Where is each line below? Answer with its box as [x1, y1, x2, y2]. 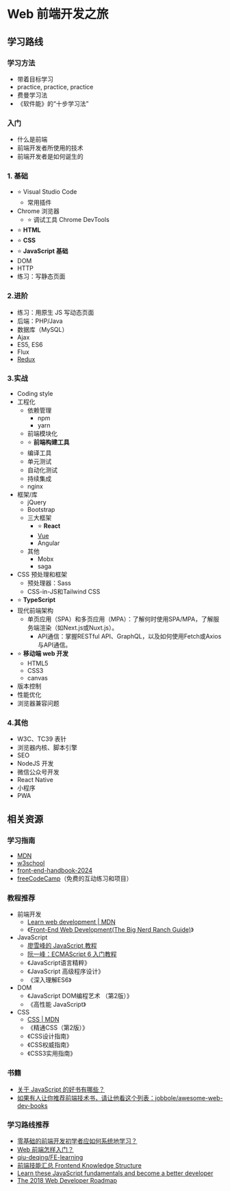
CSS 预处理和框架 [16, 570, 67, 579]
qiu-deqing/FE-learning [16, 1153, 84, 1161]
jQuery [27, 498, 47, 507]
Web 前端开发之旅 [7, 6, 109, 22]
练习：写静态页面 [16, 272, 66, 280]
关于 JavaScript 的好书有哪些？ [16, 1085, 105, 1093]
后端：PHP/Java [16, 317, 63, 325]
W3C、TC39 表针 [16, 735, 67, 743]
